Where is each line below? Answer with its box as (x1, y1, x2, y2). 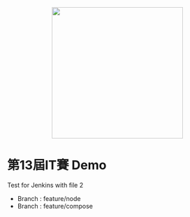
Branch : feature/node (17, 194, 81, 202)
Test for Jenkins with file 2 (7, 181, 84, 189)
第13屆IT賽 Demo (7, 157, 107, 174)
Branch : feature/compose (17, 202, 93, 210)
